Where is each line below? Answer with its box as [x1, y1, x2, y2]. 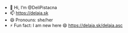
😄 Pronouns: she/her [9, 17, 53, 23]
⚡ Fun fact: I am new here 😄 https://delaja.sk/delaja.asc [9, 22, 123, 28]
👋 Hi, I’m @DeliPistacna [9, 5, 57, 10]
